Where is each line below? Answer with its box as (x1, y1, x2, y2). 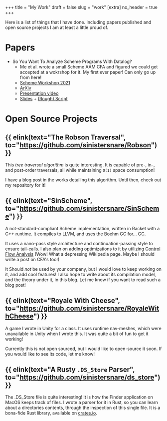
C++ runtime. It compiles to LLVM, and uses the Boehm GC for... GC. (5, 231, 146, 237)
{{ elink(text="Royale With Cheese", (5, 297, 120, 305)
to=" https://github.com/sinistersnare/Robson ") (5, 141, 158, 149)
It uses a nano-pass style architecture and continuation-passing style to (5, 240, 153, 246)
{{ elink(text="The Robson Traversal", (5, 133, 126, 141)
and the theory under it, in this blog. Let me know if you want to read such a (5, 277, 161, 283)
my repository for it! (5, 182, 46, 188)
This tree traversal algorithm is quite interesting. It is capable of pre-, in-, (5, 162, 155, 168)
